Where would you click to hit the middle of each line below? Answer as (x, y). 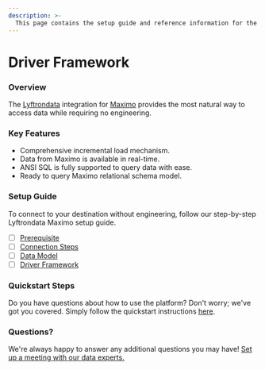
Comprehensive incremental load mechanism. (95, 151)
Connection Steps (49, 246)
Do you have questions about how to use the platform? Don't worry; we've (130, 303)
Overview (27, 87)
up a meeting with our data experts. (66, 357)
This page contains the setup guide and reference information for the (136, 23)
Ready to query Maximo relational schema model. (101, 176)
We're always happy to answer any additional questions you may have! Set (130, 349)
